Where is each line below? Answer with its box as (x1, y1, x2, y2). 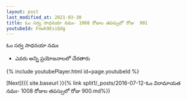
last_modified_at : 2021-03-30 (6, 14, 82, 20)
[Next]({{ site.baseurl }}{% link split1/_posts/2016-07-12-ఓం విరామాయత (6, 79, 181, 87)
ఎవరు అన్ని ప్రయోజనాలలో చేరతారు (14, 55, 91, 62)
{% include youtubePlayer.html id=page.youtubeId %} (6, 68, 140, 75)
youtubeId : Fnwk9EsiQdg (6, 25, 66, 32)
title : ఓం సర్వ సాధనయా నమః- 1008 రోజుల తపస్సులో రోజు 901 (6, 20, 148, 26)
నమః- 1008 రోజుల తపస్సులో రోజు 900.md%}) (6, 87, 111, 94)
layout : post (6, 8, 39, 15)
